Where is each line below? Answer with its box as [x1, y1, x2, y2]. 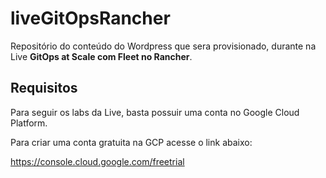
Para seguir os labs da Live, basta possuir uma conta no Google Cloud [10, 106, 300, 118]
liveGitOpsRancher [10, 7, 171, 30]
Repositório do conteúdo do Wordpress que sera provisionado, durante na [10, 40, 317, 52]
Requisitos [10, 80, 78, 97]
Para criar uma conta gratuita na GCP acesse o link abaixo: [10, 136, 253, 148]
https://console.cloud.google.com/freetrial [10, 155, 185, 167]
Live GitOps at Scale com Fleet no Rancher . [10, 50, 193, 62]
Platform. [10, 117, 48, 129]
